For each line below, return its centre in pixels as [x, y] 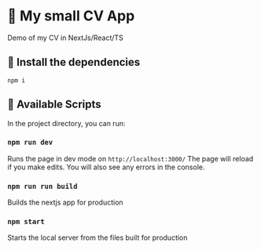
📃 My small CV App [71, 16]
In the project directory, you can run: [66, 123]
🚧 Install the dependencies [74, 62]
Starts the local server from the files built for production [97, 237]
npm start [26, 222]
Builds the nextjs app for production [65, 202]
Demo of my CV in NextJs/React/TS [65, 38]
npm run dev [30, 143]
